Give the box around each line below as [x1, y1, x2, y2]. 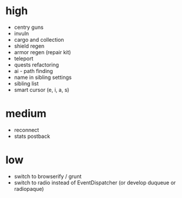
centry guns [14, 24, 44, 31]
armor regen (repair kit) [14, 48, 71, 55]
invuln [14, 29, 29, 37]
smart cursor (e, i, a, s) [14, 86, 70, 93]
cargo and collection [14, 36, 64, 43]
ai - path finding [14, 67, 54, 74]
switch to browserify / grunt [14, 173, 82, 180]
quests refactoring [14, 61, 59, 68]
